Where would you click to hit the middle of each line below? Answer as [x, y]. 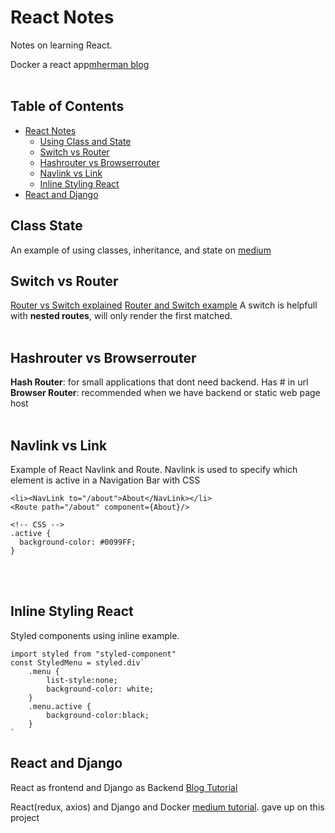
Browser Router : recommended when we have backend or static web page [165, 393]
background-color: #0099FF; [78, 542]
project [25, 817]
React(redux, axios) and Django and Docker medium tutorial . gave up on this [167, 807]
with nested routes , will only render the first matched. [121, 316]
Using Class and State [85, 141]
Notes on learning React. [61, 45]
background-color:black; [98, 715]
